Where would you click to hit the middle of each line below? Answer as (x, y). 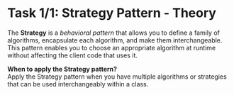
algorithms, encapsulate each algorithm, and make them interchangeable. (115, 40)
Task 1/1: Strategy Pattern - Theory (112, 13)
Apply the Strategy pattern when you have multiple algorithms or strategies (117, 77)
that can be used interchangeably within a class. (78, 84)
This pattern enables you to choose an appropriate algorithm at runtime (112, 47)
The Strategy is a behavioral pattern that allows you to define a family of (113, 33)
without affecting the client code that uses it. (73, 55)
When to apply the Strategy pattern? (62, 69)
